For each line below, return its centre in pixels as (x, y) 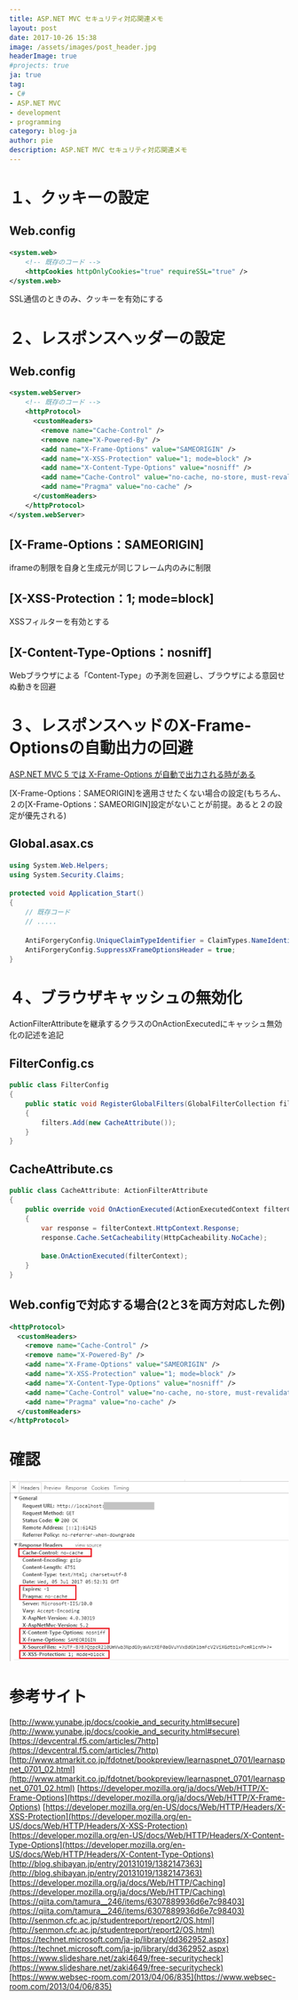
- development (35, 112)
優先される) (46, 815)
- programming (35, 122)
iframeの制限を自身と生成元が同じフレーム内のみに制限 (110, 568)
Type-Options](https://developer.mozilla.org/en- (98, 1844)
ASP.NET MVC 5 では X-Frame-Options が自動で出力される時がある (132, 774)
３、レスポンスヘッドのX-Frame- (130, 726)
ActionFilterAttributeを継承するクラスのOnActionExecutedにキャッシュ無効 (146, 1024)
